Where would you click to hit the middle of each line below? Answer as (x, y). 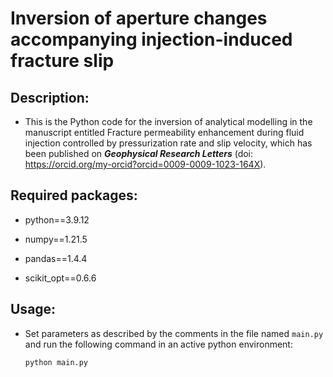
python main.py (56, 362)
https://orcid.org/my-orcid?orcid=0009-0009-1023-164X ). (145, 164)
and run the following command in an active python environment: (158, 344)
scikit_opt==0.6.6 (60, 278)
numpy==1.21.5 (56, 239)
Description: (50, 97)
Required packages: (74, 195)
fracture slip (62, 61)
